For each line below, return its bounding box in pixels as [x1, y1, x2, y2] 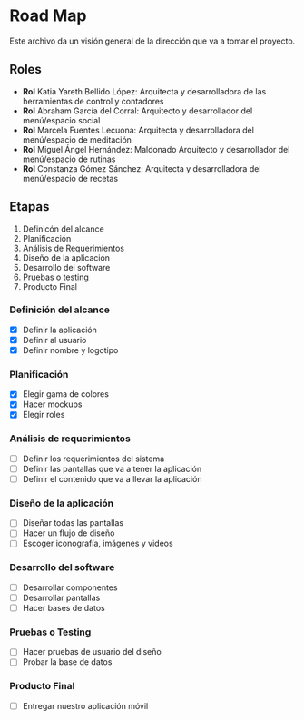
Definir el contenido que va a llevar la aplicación [22, 473, 202, 484]
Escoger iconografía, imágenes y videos [22, 538, 174, 549]
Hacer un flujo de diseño [22, 528, 115, 538]
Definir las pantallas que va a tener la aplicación [22, 463, 202, 474]
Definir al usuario [22, 334, 87, 345]
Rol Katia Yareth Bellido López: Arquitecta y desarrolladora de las [22, 85, 267, 96]
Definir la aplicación [22, 324, 97, 335]
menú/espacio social [22, 114, 101, 125]
